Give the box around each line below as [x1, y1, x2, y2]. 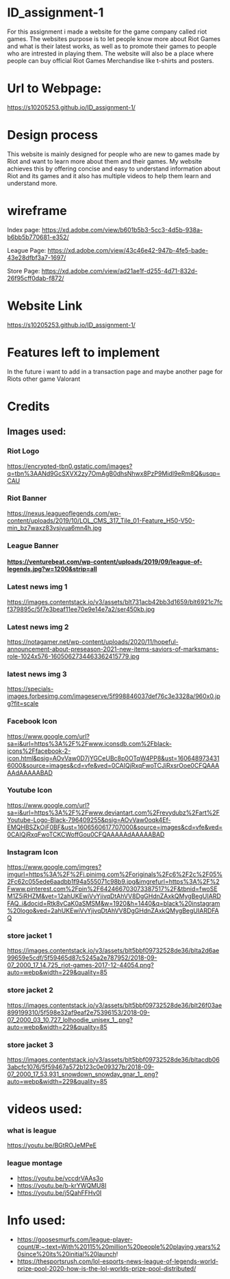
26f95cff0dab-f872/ [7, 274, 64, 282]
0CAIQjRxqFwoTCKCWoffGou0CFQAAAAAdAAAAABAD [7, 830, 165, 839]
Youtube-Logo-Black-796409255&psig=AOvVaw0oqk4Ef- [7, 815, 171, 823]
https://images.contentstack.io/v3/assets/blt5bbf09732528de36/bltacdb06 [7, 1055, 220, 1063]
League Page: [7, 246, 47, 254]
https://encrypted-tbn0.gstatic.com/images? [7, 462, 133, 470]
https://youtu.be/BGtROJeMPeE [7, 1141, 97, 1150]
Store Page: [7, 266, 40, 275]
